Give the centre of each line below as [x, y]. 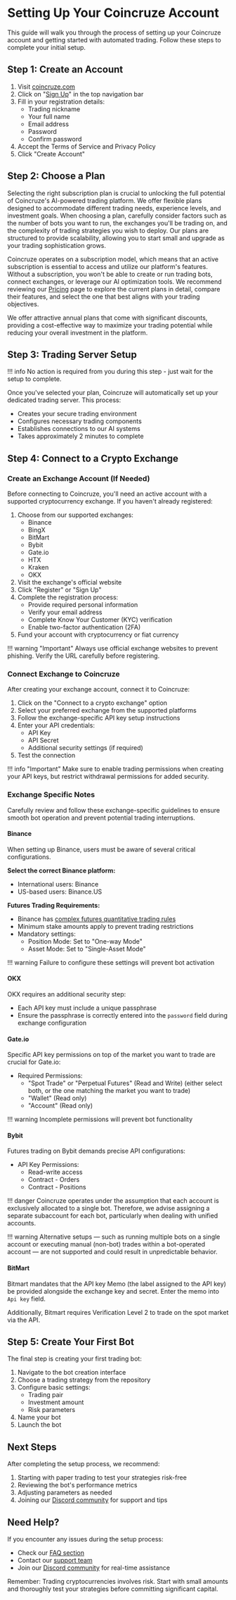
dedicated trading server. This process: [64, 400]
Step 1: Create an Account [65, 69]
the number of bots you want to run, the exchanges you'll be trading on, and [118, 223]
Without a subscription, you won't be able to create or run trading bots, [110, 274]
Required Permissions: [50, 1076]
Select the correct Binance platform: [61, 870]
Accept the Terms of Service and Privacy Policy [86, 146]
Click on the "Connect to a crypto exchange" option [92, 703]
